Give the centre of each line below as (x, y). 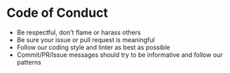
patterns (29, 62)
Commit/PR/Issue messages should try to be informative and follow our (120, 55)
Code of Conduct (57, 13)
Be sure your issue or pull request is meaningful (86, 39)
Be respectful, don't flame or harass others (79, 32)
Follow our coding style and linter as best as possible (93, 47)
